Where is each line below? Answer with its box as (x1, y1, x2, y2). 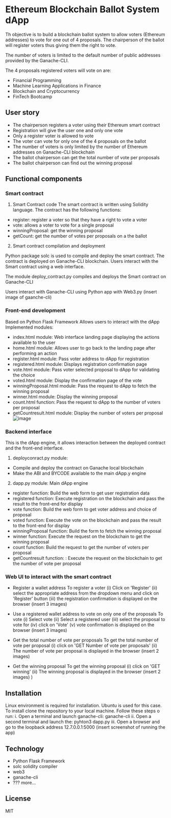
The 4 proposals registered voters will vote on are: (5, 67, 111, 73)
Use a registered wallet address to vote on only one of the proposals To (12, 611, 163, 617)
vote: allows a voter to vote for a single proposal (12, 222, 114, 228)
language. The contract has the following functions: (12, 207, 121, 213)
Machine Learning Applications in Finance (12, 83, 101, 89)
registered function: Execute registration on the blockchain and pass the (12, 495, 165, 502)
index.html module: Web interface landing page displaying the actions (12, 334, 160, 340)
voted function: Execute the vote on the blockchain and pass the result (12, 517, 162, 524)
